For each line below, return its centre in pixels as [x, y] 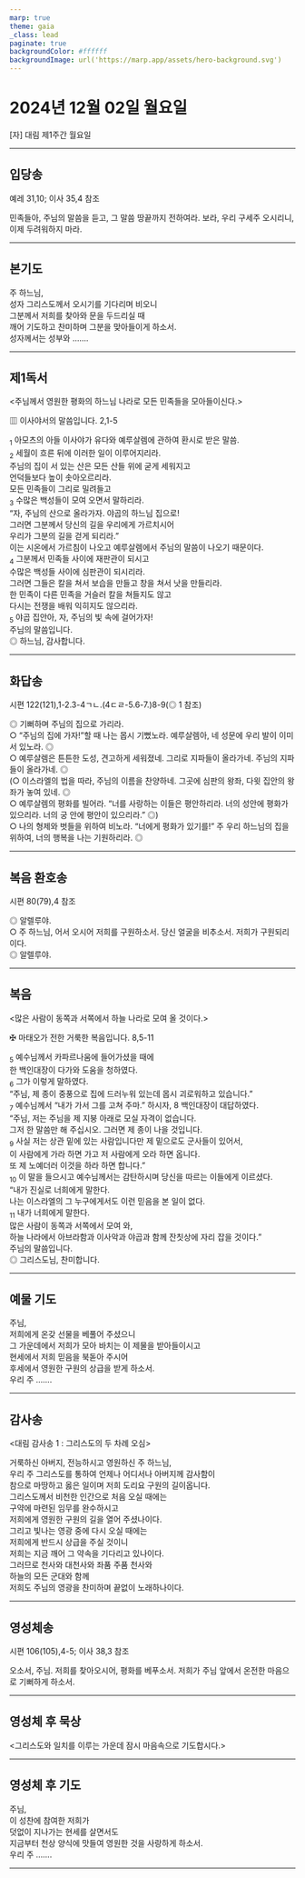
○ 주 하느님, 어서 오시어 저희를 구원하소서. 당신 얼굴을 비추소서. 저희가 [134, 932]
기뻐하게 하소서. [47, 1682]
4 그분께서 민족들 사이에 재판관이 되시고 [79, 559]
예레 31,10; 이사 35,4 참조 [54, 198]
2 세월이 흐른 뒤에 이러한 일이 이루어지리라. [85, 454]
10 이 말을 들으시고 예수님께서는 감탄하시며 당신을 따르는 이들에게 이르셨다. [141, 1178]
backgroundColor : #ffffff [58, 52]
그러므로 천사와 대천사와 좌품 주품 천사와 [81, 1565]
